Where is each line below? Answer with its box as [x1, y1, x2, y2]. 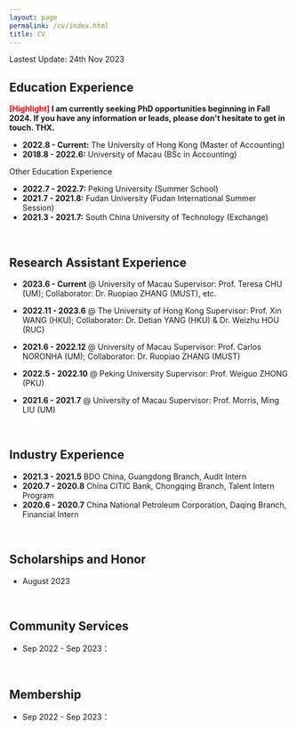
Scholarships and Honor [9, 552, 147, 567]
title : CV [9, 29, 46, 38]
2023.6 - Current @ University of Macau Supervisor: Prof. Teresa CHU [21, 279, 283, 289]
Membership [9, 686, 82, 702]
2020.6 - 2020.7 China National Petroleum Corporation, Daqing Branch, [21, 500, 287, 510]
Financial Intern [21, 508, 79, 519]
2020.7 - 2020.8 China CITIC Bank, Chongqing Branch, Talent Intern [21, 480, 275, 491]
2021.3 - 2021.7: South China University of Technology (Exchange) [21, 212, 269, 223]
